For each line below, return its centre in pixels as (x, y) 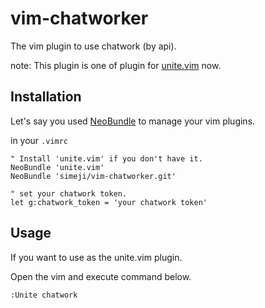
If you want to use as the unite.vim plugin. (96, 257)
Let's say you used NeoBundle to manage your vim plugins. (133, 121)
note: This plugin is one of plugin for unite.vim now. (116, 65)
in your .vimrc (39, 140)
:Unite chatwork (44, 295)
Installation (46, 97)
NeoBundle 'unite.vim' (57, 167)
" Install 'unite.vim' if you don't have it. (106, 158)
